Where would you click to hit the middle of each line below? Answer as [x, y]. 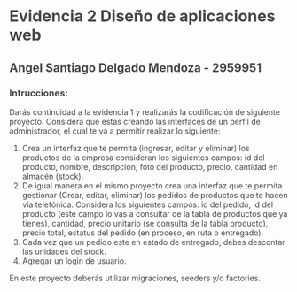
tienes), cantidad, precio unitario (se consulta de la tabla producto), [145, 223]
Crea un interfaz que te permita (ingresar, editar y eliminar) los [136, 148]
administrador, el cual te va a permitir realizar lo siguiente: [115, 131]
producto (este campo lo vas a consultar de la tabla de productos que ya [155, 213]
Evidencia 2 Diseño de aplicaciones [142, 16]
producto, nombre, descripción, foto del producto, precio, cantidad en [150, 166]
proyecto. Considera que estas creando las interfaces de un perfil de [135, 121]
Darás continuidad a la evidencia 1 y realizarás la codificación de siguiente [145, 111]
